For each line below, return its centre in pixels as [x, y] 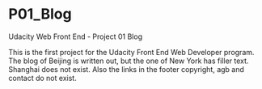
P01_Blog [40, 14]
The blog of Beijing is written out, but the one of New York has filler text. [129, 61]
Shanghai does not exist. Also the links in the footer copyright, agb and [127, 69]
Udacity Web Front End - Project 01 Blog [76, 36]
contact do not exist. [42, 78]
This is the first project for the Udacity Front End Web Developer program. [131, 52]
